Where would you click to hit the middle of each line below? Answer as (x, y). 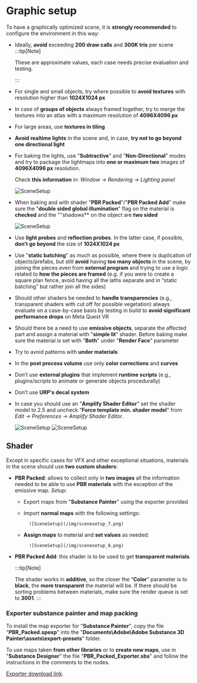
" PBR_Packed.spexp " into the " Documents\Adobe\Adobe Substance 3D (95, 632)
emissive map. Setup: (41, 490)
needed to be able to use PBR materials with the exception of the (94, 484)
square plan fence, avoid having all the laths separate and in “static (96, 280)
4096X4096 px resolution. (47, 168)
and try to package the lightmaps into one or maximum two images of (100, 162)
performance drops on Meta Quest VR (62, 316)
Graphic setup (41, 11)
